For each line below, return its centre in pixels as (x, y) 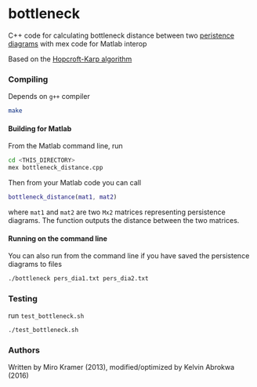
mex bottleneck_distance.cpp (56, 168)
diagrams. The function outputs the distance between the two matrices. (124, 220)
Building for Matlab (40, 128)
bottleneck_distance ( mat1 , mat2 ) (63, 197)
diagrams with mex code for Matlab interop (78, 43)
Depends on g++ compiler (49, 97)
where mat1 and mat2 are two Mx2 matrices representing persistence (117, 212)
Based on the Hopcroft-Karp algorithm (70, 59)
